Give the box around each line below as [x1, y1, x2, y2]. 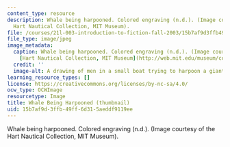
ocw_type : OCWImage [7, 87, 63, 93]
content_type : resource [7, 10, 75, 17]
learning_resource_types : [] [7, 73, 90, 81]
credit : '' [13, 61, 44, 68]
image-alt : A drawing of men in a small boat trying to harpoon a [13, 67, 207, 74]
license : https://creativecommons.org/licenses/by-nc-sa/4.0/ [7, 80, 188, 87]
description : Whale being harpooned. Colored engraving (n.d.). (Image [7, 16, 216, 23]
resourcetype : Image [7, 93, 66, 100]
